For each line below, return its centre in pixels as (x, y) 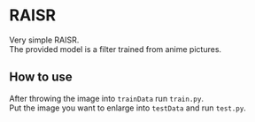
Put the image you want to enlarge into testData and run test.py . (127, 108)
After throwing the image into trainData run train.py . (106, 98)
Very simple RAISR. (44, 40)
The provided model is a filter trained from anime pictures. (116, 49)
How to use (41, 77)
